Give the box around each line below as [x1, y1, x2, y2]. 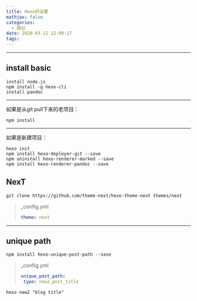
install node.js [6, 79, 46, 85]
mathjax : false [6, 14, 43, 20]
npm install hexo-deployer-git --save [6, 150, 101, 156]
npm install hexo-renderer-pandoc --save [6, 161, 109, 167]
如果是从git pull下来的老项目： [6, 105, 79, 112]
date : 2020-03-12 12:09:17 [6, 31, 72, 36]
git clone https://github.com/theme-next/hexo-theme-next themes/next [6, 192, 182, 199]
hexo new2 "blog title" [6, 289, 64, 296]
